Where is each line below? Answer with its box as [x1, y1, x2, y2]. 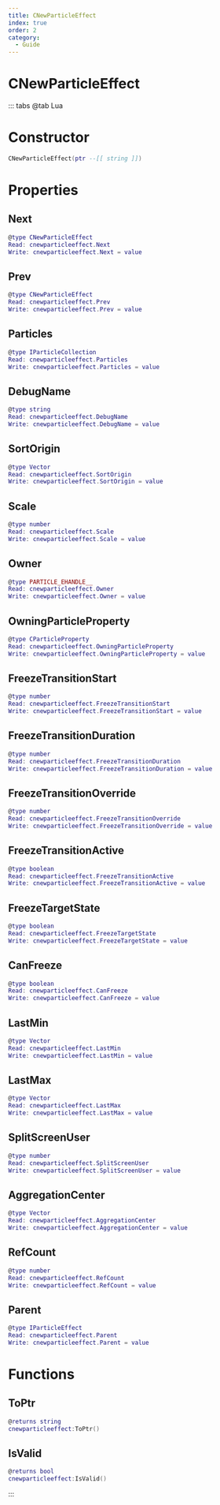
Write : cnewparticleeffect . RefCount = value [8, 1281, 156, 1290]
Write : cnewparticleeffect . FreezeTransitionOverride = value [8, 822, 213, 830]
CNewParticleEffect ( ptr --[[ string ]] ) [8, 155, 143, 162]
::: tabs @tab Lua [8, 101, 64, 110]
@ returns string [8, 1417, 61, 1425]
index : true [8, 19, 47, 27]
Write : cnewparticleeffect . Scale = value [8, 535, 146, 543]
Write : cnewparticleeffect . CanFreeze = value [8, 995, 159, 1003]
